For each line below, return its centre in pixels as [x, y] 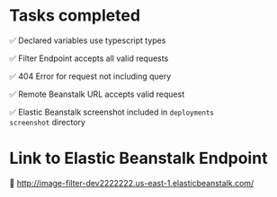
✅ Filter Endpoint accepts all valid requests [89, 58]
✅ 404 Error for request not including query [90, 76]
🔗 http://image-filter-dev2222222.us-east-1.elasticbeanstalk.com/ [132, 183]
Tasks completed [75, 16]
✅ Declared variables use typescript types [88, 40]
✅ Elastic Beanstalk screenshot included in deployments [112, 112]
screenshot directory [47, 122]
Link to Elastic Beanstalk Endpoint [138, 158]
